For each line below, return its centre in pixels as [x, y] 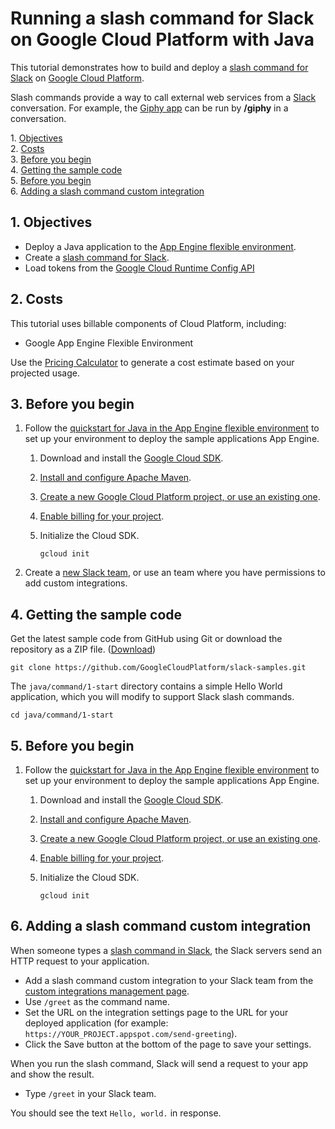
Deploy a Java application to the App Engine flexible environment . [160, 246]
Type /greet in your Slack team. [90, 1093]
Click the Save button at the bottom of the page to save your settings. [168, 1044]
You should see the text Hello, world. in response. [116, 1113]
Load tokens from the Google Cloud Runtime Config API [139, 268]
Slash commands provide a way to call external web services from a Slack [163, 97]
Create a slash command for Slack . [97, 257]
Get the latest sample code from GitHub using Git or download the [146, 639]
